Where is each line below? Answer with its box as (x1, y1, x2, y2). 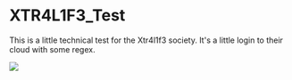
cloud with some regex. (9, 44, 96, 54)
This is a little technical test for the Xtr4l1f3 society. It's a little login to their (9, 35, 284, 45)
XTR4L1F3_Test (9, 5, 126, 26)
